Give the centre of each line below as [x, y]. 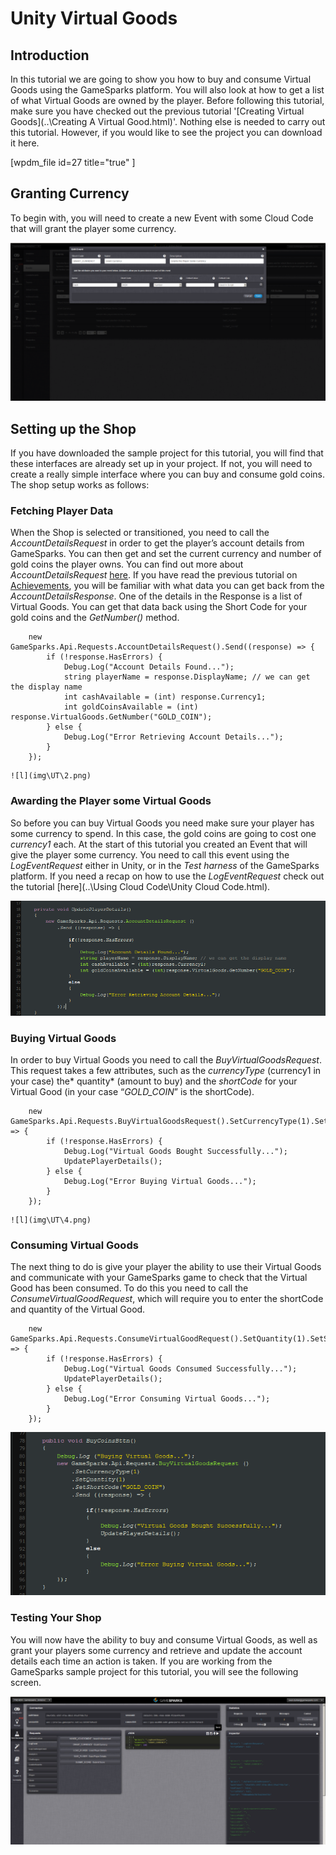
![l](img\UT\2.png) [51, 776]
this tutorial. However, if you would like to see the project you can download [166, 132]
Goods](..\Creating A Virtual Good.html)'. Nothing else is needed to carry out [168, 121]
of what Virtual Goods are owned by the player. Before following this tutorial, [167, 100]
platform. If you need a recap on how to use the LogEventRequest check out [167, 876]
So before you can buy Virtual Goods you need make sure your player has [162, 823]
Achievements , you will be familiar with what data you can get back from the [167, 586]
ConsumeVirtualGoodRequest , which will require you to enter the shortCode [167, 1299]
